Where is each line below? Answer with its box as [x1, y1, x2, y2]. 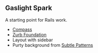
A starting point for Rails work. [5, 17, 67, 23]
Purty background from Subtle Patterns [12, 42, 94, 48]
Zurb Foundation [12, 31, 47, 37]
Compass [12, 26, 32, 32]
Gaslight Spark [5, 4, 52, 12]
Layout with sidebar [12, 37, 53, 43]
